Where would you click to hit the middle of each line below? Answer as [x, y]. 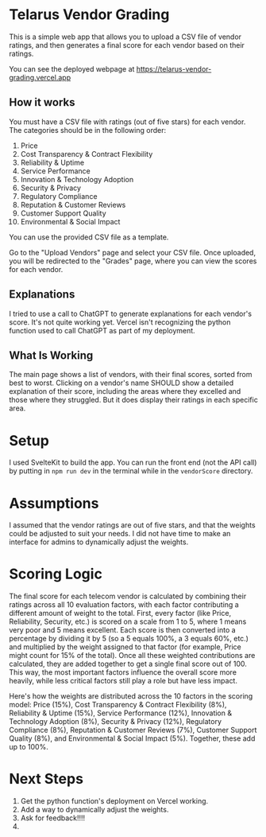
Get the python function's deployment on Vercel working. [114, 801]
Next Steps [46, 779]
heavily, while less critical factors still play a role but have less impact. [123, 681]
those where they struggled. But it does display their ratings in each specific [134, 400]
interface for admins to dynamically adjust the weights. [99, 542]
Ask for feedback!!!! [53, 818]
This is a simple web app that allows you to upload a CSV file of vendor [125, 37]
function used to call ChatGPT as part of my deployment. [102, 330]
